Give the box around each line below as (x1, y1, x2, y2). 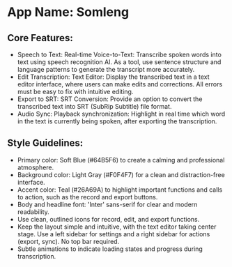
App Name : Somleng (7, 4, 130, 20)
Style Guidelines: (7, 137, 84, 149)
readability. (17, 207, 50, 216)
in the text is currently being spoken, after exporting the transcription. (17, 117, 217, 125)
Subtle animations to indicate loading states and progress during (17, 245, 203, 253)
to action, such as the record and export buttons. (17, 192, 158, 201)
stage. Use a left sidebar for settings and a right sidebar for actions (17, 229, 210, 238)
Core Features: (7, 32, 73, 44)
